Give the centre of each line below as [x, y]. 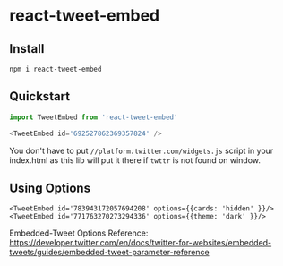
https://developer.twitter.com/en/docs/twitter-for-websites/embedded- [141, 243]
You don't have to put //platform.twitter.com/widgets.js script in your [141, 150]
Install [27, 49]
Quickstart [40, 96]
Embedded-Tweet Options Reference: [79, 233]
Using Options [50, 188]
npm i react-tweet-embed [56, 69]
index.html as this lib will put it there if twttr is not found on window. [135, 160]
